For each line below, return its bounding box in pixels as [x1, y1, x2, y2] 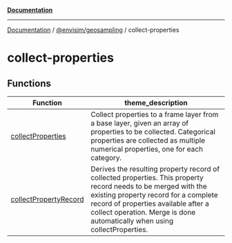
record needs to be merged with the [90, 181, 207, 191]
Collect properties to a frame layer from [90, 110, 219, 119]
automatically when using [90, 216, 174, 226]
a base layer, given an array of [90, 118, 189, 127]
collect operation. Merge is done [90, 208, 196, 217]
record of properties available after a [90, 199, 209, 208]
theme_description [124, 98, 188, 107]
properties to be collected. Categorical [90, 127, 216, 136]
